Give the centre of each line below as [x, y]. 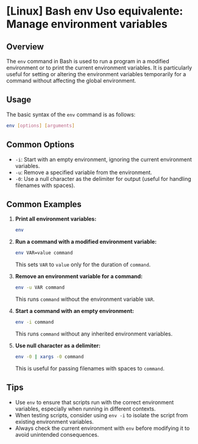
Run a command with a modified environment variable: [86, 242]
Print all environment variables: [56, 219]
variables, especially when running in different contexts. [86, 409]
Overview [25, 47]
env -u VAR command [40, 287]
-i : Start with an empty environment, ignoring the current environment [103, 159]
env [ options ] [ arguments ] [41, 125]
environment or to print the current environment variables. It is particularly [99, 68]
